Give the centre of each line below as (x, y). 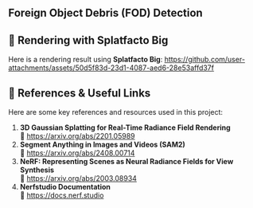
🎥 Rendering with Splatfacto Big (88, 40)
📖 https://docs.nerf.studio (62, 195)
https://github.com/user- (204, 60)
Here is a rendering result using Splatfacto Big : (86, 60)
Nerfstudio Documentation (65, 187)
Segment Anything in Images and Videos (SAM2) (102, 145)
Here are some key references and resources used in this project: (116, 112)
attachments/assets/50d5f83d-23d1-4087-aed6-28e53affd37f (111, 68)
